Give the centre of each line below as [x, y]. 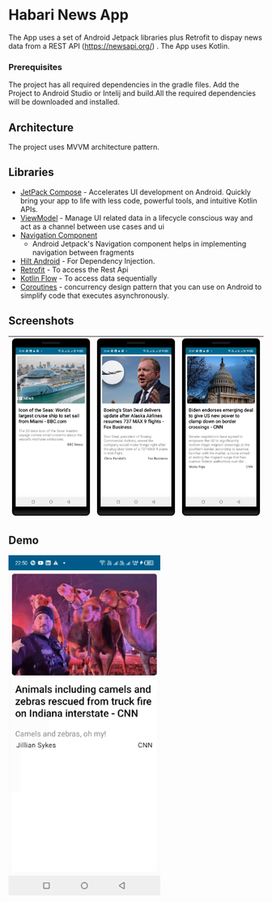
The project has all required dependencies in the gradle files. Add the [124, 85]
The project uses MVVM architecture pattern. [84, 147]
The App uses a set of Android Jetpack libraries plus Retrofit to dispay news [136, 37]
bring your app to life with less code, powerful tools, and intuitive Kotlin [138, 200]
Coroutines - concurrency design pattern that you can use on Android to [141, 286]
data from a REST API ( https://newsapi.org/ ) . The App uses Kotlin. [119, 45]
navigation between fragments [83, 252]
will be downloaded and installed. [64, 102]
